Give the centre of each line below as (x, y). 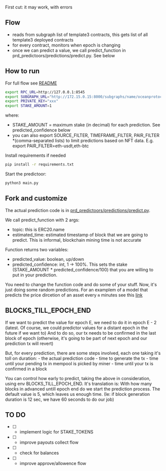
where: (12, 115)
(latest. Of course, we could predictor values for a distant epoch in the (77, 328)
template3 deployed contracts (43, 40)
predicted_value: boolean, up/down (48, 259)
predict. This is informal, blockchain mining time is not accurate (77, 240)
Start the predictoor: (26, 174)
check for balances (39, 453)
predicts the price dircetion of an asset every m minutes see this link (74, 295)
